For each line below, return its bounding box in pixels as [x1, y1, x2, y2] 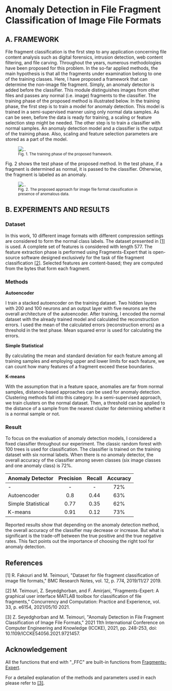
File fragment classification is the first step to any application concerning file [5, 49, 167, 55]
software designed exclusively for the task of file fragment [21, 254, 144, 260]
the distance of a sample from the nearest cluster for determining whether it [5, 405, 165, 411]
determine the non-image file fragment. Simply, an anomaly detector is [5, 81, 155, 87]
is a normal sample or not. [5, 411, 60, 417]
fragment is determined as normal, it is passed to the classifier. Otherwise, [5, 166, 162, 172]
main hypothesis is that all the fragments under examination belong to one [5, 70, 162, 77]
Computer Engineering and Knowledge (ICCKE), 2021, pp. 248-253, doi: [5, 625, 157, 631]
